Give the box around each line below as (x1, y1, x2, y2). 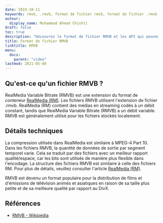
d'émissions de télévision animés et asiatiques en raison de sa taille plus (5, 180, 149, 186)
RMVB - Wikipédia (12, 212, 49, 218)
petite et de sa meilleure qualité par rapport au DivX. (5, 185, 110, 191)
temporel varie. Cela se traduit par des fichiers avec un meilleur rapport (5, 150, 148, 156)
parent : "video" (14, 57, 47, 62)
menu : (5, 48, 16, 52)
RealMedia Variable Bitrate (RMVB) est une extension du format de (5, 92, 138, 98)
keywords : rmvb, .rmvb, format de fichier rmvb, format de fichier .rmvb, (5, 12, 160, 17)
